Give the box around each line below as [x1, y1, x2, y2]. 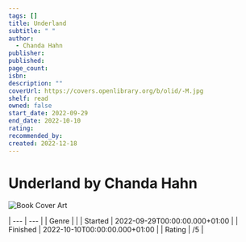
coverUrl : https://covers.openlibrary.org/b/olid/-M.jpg [8, 86, 204, 95]
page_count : [8, 65, 48, 73]
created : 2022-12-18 [8, 139, 78, 148]
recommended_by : [8, 131, 63, 140]
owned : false [8, 102, 52, 110]
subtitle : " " [8, 27, 56, 35]
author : [8, 34, 35, 43]
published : [8, 57, 45, 65]
